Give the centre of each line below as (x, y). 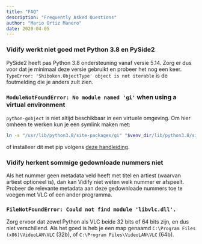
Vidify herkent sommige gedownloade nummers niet (85, 162)
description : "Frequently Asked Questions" (62, 17)
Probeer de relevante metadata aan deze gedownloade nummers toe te (95, 188)
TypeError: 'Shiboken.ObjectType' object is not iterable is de (87, 75)
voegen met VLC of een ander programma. (59, 195)
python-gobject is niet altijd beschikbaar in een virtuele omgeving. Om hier (99, 118)
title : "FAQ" (23, 12)
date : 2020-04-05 (28, 29)
